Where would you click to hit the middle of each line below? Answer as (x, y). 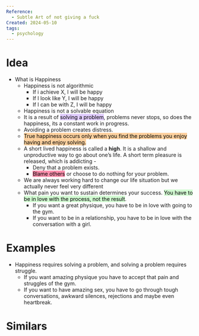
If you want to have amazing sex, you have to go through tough (101, 290)
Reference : (20, 12)
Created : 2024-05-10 (32, 23)
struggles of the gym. (50, 283)
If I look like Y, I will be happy (68, 98)
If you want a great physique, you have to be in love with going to (112, 206)
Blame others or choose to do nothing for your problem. (101, 174)
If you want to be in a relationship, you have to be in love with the (112, 218)
